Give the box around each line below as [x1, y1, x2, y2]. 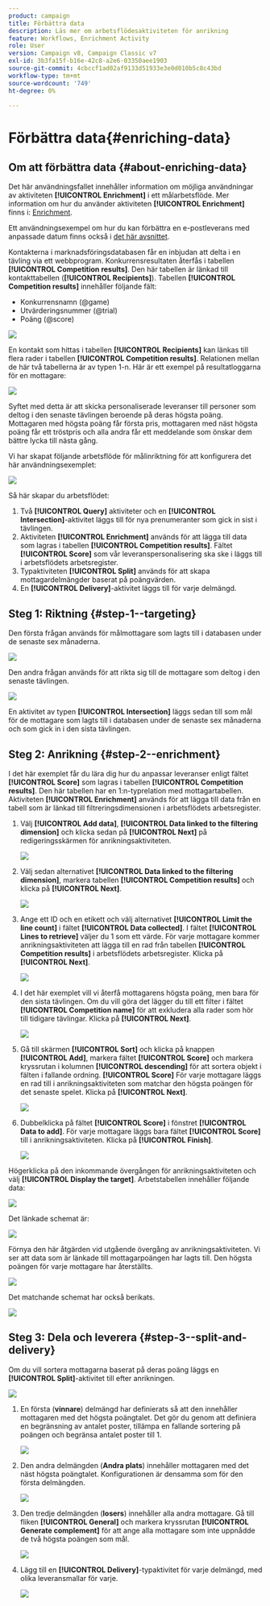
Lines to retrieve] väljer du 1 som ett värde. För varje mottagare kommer [19, 932, 260, 941]
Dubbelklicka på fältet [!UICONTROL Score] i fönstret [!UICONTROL [19, 1118, 247, 1127]
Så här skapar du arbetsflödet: [8, 491, 110, 501]
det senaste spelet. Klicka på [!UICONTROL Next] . [19, 1088, 188, 1096]
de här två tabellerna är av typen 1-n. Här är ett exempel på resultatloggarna [8, 362, 261, 372]
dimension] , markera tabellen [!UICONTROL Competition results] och [19, 876, 255, 884]
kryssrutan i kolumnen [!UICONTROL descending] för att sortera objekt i [19, 1062, 262, 1071]
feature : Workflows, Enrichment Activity [8, 34, 150, 43]
